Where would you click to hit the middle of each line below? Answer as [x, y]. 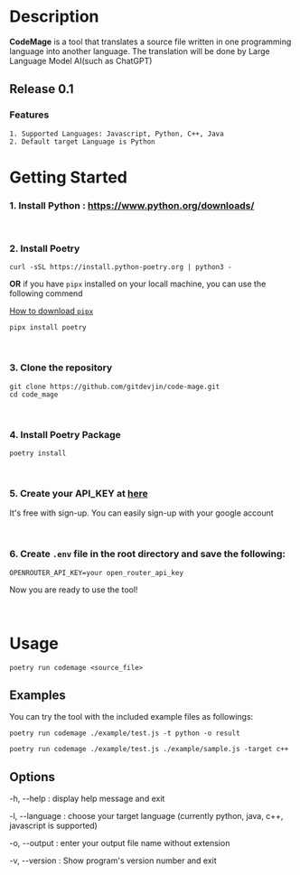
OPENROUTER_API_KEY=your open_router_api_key [96, 572]
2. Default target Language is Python [82, 142]
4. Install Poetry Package [66, 434]
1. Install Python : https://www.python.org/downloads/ [132, 205]
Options [33, 777]
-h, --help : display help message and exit [87, 799]
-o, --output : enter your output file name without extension [120, 843]
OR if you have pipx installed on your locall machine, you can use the [138, 284]
